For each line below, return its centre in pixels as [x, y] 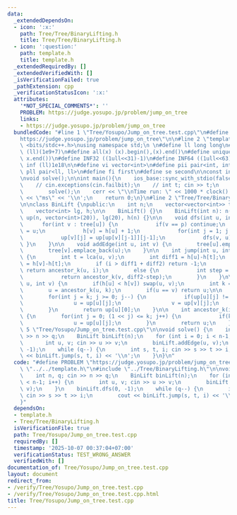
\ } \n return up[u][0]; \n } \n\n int [105, 310]
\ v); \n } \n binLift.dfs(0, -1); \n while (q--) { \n [111, 389]
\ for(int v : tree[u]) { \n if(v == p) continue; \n [123, 224]
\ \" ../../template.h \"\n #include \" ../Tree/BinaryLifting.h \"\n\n [121, 369]
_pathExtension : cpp [44, 86]
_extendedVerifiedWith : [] [53, 73]
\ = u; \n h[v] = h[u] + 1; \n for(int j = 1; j [124, 231]
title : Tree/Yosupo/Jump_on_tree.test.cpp [71, 500]
